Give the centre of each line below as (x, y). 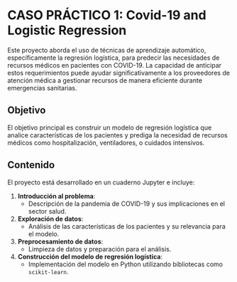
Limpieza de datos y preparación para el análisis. (100, 249)
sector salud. (47, 211)
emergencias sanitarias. (42, 88)
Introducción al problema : (56, 196)
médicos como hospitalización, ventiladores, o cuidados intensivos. (106, 142)
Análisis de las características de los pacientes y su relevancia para (127, 226)
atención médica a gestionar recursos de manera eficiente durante (105, 80)
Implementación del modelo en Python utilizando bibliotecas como (126, 264)
